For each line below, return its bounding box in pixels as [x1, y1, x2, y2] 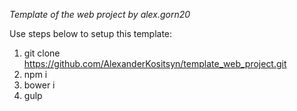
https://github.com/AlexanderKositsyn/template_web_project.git [23, 58, 287, 69]
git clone [23, 47, 61, 59]
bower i [23, 79, 56, 91]
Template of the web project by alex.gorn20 [9, 9, 191, 20]
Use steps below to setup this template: [9, 28, 173, 39]
